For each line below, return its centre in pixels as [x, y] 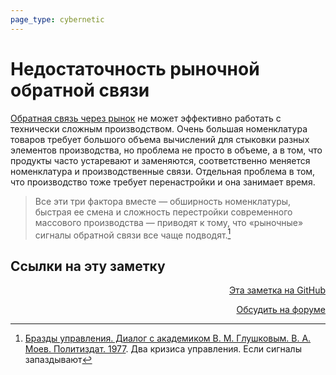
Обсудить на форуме [281, 310]
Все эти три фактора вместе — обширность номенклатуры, [163, 201]
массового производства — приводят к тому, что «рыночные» [169, 222]
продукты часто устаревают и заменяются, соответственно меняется [160, 160]
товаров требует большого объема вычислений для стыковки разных [160, 139]
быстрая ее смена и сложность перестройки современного [163, 212]
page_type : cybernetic [57, 19]
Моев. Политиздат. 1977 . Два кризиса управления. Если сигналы [163, 349]
